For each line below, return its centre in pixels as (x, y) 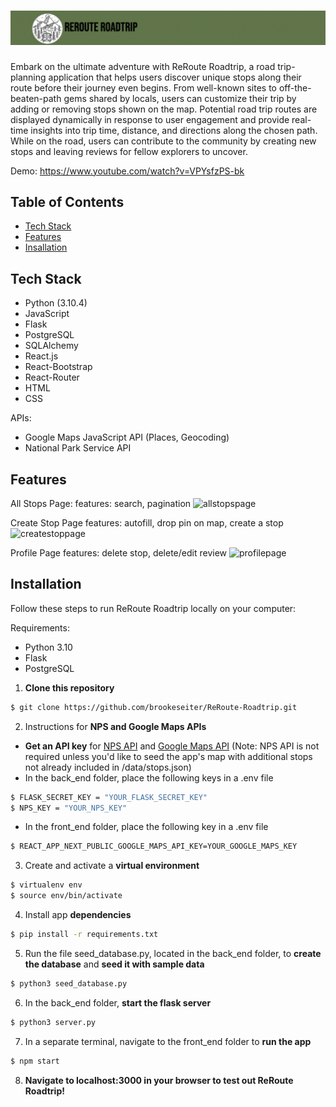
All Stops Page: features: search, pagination (101, 503)
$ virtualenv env (46, 885)
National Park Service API (78, 448)
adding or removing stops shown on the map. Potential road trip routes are (164, 109)
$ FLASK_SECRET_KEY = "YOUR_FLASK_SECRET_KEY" (109, 797)
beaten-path (36, 98)
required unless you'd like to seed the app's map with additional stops (168, 756)
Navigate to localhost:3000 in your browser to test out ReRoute (159, 1080)
